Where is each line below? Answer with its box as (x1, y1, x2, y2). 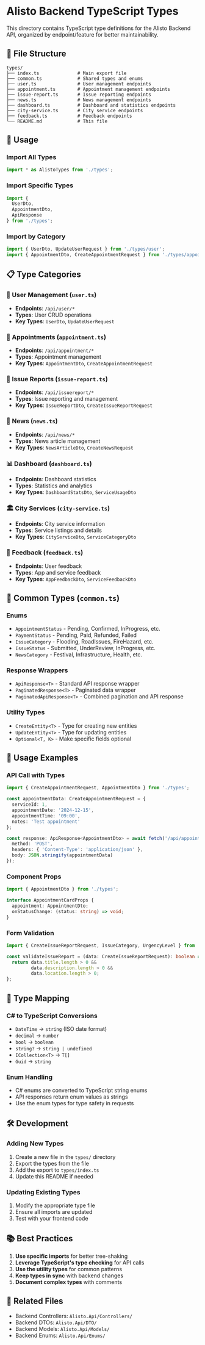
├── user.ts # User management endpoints (6, 81, 151, 87)
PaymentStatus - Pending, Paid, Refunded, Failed (15, 631, 137, 639)
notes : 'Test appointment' (12, 819, 81, 825)
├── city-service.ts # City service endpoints (6, 107, 143, 113)
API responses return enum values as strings (15, 1093, 128, 1100)
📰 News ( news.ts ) (6, 417, 58, 425)
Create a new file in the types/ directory (15, 1153, 116, 1160)
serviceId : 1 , (12, 802, 48, 808)
